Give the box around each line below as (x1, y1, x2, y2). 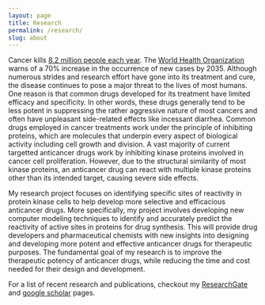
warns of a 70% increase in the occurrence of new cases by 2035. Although (8, 64, 257, 74)
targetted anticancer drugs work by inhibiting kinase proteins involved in (8, 148, 244, 158)
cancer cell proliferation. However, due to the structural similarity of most (8, 156, 247, 166)
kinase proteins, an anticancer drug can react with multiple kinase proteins (8, 165, 252, 174)
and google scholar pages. (8, 288, 96, 298)
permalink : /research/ (8, 26, 83, 34)
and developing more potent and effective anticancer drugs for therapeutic (8, 239, 252, 249)
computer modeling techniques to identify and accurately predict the (8, 214, 233, 223)
